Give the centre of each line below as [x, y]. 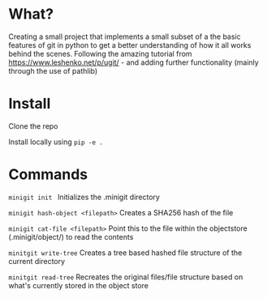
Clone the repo [33, 126]
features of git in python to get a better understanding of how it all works [130, 45]
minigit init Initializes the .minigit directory [84, 197]
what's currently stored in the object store [78, 285]
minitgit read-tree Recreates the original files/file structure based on [126, 277]
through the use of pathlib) [53, 70]
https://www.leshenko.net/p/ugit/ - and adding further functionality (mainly [134, 62]
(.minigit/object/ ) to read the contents [71, 236]
